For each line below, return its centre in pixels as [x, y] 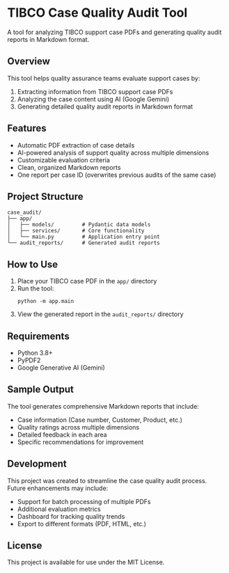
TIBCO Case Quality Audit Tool [97, 13]
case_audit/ [24, 213]
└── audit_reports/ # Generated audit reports [84, 243]
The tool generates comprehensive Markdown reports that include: [103, 406]
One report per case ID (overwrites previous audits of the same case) [117, 175]
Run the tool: [35, 289]
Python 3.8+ [35, 353]
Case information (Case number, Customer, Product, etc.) [100, 420]
